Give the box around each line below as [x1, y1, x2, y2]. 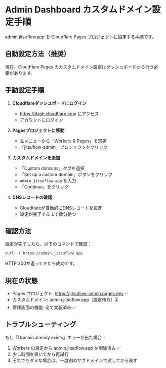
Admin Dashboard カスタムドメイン [5, 4, 152, 15]
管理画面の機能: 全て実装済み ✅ [12, 305, 77, 310]
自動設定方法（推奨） [5, 50, 70, 58]
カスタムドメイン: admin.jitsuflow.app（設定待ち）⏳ [12, 297, 119, 303]
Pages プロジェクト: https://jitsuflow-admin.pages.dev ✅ [12, 291, 128, 297]
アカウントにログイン [19, 117, 63, 123]
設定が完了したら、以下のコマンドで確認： [5, 241, 92, 247]
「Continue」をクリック [19, 184, 69, 189]
